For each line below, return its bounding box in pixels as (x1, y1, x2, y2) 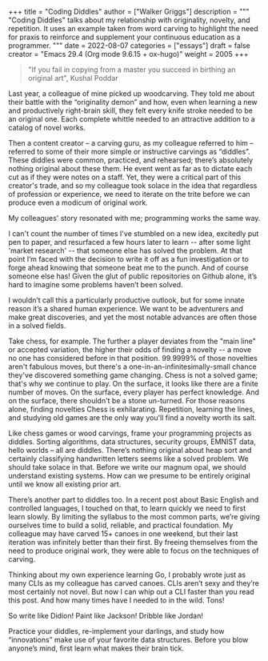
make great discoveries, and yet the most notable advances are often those (8, 312, 258, 322)
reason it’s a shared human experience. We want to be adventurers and (8, 304, 244, 313)
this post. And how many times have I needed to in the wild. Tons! (8, 595, 225, 605)
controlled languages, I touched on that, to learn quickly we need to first (8, 503, 246, 513)
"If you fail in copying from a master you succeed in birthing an (27, 65, 236, 74)
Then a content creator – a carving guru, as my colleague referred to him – (8, 138, 254, 147)
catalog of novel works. (8, 123, 86, 132)
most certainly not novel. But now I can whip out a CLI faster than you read (8, 587, 254, 596)
